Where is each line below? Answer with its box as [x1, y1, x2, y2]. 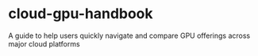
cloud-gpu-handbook [8, 5, 153, 23]
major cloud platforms [8, 39, 81, 48]
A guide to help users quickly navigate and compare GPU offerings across [8, 31, 251, 40]
